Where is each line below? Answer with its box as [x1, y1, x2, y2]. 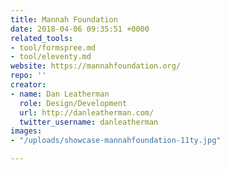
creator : [10, 80, 47, 90]
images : [10, 126, 43, 136]
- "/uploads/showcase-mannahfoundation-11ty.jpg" [10, 136, 222, 146]
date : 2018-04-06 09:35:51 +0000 [10, 24, 150, 34]
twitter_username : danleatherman [19, 117, 159, 127]
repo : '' [10, 71, 47, 81]
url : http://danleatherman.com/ [19, 107, 155, 118]
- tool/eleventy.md [10, 52, 92, 62]
